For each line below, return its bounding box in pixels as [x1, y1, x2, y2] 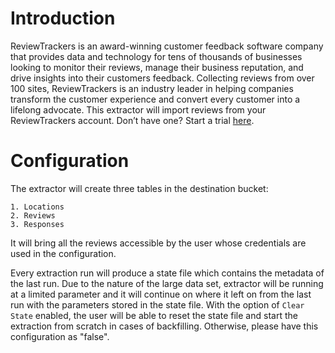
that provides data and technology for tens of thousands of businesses [10, 50, 303, 62]
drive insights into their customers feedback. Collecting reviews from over [10, 72, 315, 84]
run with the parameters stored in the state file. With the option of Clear [10, 298, 305, 311]
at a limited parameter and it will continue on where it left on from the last [10, 288, 312, 300]
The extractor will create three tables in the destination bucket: [10, 182, 269, 194]
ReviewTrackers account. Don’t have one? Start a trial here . [10, 114, 255, 126]
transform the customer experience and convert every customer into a [10, 93, 301, 105]
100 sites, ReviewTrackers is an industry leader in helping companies [10, 82, 294, 94]
